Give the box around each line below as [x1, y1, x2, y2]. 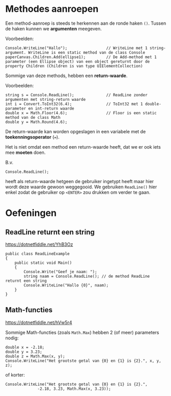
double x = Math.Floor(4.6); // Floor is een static [5, 110, 157, 116]
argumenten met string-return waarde [5, 97, 86, 102]
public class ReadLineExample [5, 251, 70, 256]
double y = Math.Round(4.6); [5, 119, 68, 124]
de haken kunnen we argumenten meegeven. [5, 25, 102, 31]
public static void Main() [14, 260, 72, 265]
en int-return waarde [28, 106, 74, 111]
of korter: [5, 371, 25, 378]
